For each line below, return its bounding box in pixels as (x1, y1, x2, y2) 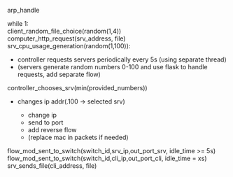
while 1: (7, 20, 29, 27)
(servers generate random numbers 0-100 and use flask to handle (17, 63, 208, 71)
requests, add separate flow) (17, 70, 101, 78)
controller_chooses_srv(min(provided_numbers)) (7, 84, 148, 92)
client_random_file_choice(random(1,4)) (7, 27, 122, 35)
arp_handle (7, 6, 40, 14)
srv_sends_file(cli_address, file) (7, 162, 97, 170)
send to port (27, 118, 64, 127)
